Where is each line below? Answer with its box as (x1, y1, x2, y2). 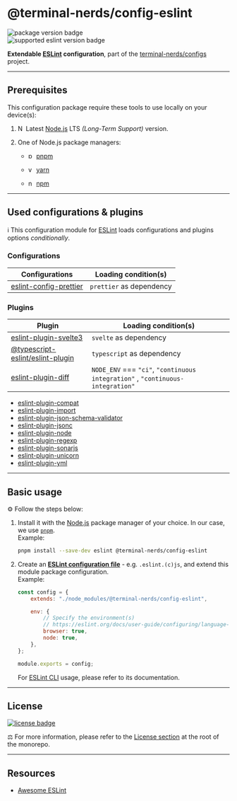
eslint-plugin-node (17, 429, 72, 437)
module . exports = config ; (17, 660, 94, 667)
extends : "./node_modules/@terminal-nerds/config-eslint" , (30, 595, 208, 602)
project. (7, 57, 30, 65)
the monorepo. (7, 740, 51, 749)
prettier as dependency (90, 281, 172, 291)
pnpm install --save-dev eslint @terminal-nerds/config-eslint (17, 547, 208, 554)
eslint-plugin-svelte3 (11, 333, 83, 342)
